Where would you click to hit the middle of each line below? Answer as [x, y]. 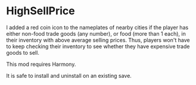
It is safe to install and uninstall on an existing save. [69, 75]
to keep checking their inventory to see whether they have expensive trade [98, 46]
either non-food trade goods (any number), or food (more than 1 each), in [96, 33]
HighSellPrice [41, 11]
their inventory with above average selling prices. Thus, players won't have [98, 40]
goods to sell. [23, 52]
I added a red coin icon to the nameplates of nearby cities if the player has [97, 27]
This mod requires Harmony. [41, 64]
